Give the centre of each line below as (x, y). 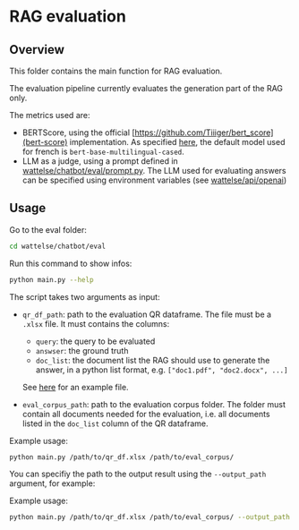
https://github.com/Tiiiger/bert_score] (204, 132)
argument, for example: (52, 483)
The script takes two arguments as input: (85, 296)
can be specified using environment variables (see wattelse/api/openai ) (154, 180)
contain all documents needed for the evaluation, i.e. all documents (146, 414)
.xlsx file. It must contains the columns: (96, 323)
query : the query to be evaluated (95, 341)
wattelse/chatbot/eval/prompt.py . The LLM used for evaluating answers (154, 171)
